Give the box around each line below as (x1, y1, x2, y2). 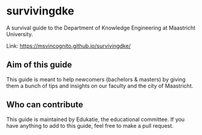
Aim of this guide (6, 60, 72, 70)
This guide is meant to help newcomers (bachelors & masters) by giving (6, 75, 186, 83)
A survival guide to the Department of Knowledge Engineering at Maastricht (6, 24, 196, 31)
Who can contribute (6, 99, 84, 110)
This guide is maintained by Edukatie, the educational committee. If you (6, 116, 185, 123)
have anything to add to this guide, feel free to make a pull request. (6, 122, 174, 129)
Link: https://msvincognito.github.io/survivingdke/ (6, 42, 131, 49)
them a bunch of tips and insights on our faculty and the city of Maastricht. (6, 82, 194, 89)
